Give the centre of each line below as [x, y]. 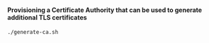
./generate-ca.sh [33, 32]
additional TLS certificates [47, 17]
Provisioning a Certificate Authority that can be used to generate [105, 10]
